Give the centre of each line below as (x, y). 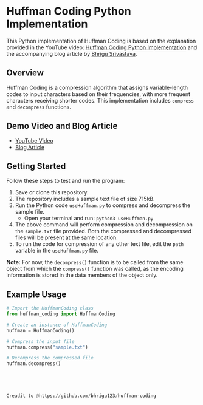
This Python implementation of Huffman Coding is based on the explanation (101, 41)
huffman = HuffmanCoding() (40, 330)
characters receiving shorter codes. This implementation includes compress (100, 100)
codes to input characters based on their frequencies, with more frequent (98, 94)
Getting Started (36, 166)
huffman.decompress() (34, 364)
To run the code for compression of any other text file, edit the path (99, 244)
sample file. (29, 212)
